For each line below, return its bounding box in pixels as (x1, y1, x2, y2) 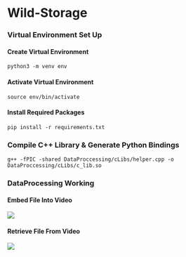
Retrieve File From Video (7, 227, 81, 235)
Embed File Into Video (7, 195, 72, 204)
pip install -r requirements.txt (7, 124, 105, 131)
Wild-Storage (7, 5, 88, 21)
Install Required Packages (7, 108, 85, 117)
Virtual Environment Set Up (7, 30, 102, 40)
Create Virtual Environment (7, 47, 89, 55)
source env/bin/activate (7, 93, 80, 100)
